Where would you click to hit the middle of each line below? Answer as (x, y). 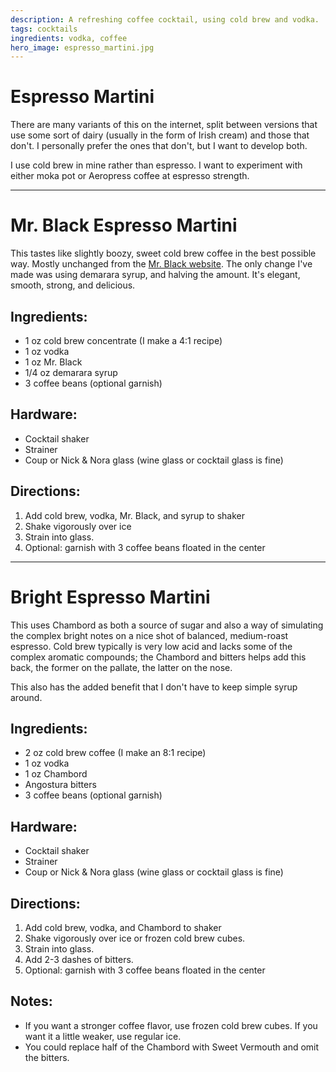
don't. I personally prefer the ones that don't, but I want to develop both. (159, 146)
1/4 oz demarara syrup (71, 372)
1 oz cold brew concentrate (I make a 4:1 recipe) (123, 340)
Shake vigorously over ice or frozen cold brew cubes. (135, 938)
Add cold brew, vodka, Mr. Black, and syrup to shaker (134, 515)
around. (26, 697)
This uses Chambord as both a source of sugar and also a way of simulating (167, 625)
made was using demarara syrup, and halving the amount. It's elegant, (155, 275)
